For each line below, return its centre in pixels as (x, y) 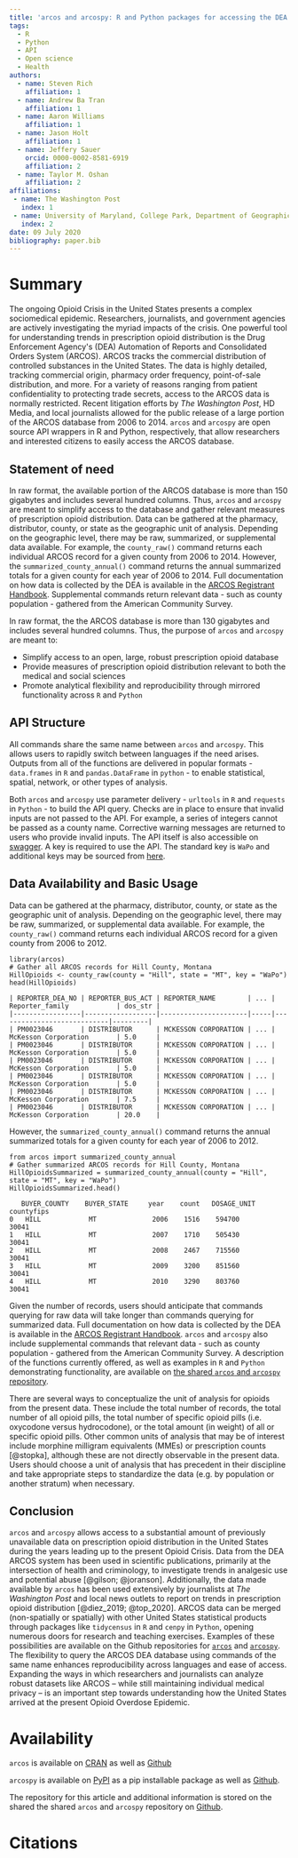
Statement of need (62, 469)
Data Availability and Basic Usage (104, 884)
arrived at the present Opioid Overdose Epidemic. (100, 1703)
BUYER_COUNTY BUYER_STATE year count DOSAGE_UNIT (138, 1204)
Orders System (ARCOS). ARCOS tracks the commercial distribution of (138, 356)
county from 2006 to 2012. (58, 943)
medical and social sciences (74, 676)
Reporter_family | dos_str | (85, 1006)
